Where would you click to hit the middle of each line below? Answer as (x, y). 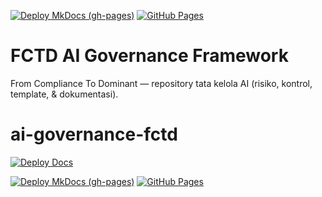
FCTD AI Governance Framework (149, 56)
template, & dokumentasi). (64, 94)
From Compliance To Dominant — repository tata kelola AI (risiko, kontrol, (161, 83)
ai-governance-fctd (94, 134)
